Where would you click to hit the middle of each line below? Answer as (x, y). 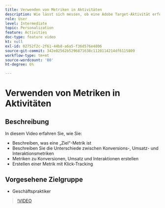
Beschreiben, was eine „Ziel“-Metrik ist (52, 143)
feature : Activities (26, 32)
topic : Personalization (29, 28)
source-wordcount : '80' (29, 60)
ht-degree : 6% (20, 64)
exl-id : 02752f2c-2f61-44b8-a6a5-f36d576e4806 (54, 46)
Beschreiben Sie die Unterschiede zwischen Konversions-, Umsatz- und (85, 149)
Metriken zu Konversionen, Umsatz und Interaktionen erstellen (75, 159)
